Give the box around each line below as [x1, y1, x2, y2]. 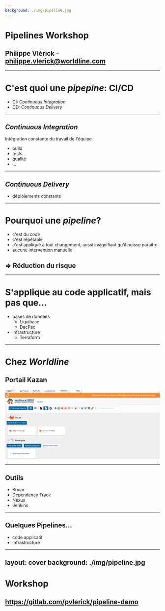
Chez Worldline [5, 356, 70, 368]
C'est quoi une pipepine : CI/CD [5, 82, 134, 94]
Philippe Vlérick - [5, 49, 59, 58]
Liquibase [19, 318, 40, 325]
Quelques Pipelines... [5, 521, 72, 530]
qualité [12, 156, 26, 162]
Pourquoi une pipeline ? [5, 215, 102, 226]
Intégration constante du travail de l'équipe [5, 136, 92, 142]
